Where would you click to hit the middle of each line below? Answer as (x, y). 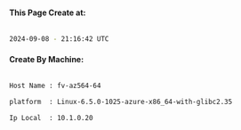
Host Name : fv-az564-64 (55, 86)
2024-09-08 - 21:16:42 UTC (59, 39)
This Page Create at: (48, 12)
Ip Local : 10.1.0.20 (51, 118)
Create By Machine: (47, 59)
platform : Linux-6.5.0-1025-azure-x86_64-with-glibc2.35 (121, 102)
